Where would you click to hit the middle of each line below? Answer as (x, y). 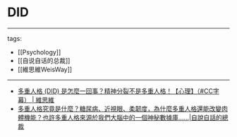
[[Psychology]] (39, 52)
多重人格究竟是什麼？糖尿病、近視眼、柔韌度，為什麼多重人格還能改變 (120, 108)
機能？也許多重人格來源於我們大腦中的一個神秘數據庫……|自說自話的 (123, 117)
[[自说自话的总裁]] (44, 60)
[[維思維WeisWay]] (45, 69)
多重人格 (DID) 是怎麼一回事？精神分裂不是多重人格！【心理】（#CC (115, 91)
